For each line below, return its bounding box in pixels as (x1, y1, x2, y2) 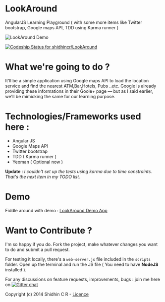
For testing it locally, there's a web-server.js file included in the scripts (5, 256, 151, 262)
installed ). (5, 266, 27, 273)
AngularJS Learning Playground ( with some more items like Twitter (5, 19, 143, 25)
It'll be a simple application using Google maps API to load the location (5, 77, 149, 83)
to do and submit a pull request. (5, 246, 70, 252)
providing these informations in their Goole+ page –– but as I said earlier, (5, 88, 154, 94)
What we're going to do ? (5, 61, 110, 72)
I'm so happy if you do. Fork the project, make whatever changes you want (5, 241, 158, 247)
